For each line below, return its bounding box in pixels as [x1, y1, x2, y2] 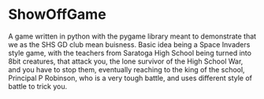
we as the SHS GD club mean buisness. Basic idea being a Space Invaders [8, 39, 251, 49]
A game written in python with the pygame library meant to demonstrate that [8, 31, 257, 41]
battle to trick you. [8, 81, 68, 91]
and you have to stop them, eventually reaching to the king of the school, [8, 64, 246, 74]
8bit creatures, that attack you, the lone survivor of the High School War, [8, 57, 244, 66]
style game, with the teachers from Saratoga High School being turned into [8, 48, 252, 57]
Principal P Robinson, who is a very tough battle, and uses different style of [8, 73, 253, 82]
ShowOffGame [8, 5, 106, 24]
